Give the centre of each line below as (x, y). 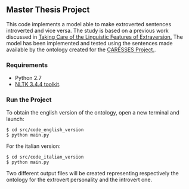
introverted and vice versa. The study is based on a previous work (87, 30)
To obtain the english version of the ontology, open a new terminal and (93, 113)
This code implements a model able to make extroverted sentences (89, 24)
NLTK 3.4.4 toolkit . (38, 84)
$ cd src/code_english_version (45, 130)
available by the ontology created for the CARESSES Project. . (81, 49)
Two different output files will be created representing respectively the (92, 173)
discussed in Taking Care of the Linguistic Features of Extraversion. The (94, 37)
